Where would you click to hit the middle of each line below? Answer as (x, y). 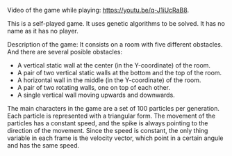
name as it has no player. (43, 31)
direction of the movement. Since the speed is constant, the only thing (108, 131)
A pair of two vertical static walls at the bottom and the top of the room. (119, 73)
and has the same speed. (43, 145)
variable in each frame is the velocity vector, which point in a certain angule (115, 138)
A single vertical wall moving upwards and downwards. (96, 95)
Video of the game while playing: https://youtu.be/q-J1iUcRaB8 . (98, 10)
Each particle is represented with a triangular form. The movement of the (111, 116)
